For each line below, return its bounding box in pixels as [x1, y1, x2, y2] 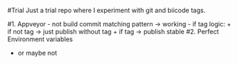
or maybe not [17, 49, 58, 57]
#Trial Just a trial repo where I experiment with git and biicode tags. [7, 6, 206, 14]
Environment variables [7, 35, 73, 43]
